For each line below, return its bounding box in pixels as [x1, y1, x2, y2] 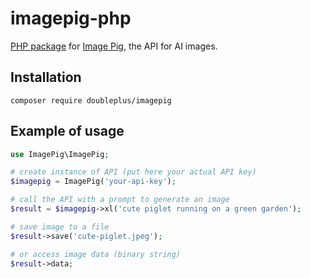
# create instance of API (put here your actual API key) [10, 167, 257, 177]
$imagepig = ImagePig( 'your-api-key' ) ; [10, 177, 177, 187]
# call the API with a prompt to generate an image [10, 195, 230, 205]
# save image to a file [10, 222, 110, 232]
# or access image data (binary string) [10, 249, 182, 259]
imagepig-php [10, 7, 132, 30]
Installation [10, 69, 82, 86]
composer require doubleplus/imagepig [10, 95, 172, 106]
